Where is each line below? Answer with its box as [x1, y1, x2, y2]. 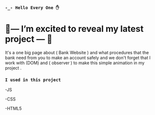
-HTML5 [5, 106, 22, 112]
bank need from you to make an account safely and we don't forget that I [5, 55, 151, 60]
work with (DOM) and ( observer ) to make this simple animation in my [5, 60, 145, 66]
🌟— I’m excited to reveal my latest [5, 24, 144, 34]
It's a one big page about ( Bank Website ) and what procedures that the [5, 49, 149, 55]
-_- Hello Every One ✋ [5, 5, 60, 10]
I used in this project [5, 77, 62, 83]
